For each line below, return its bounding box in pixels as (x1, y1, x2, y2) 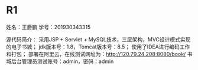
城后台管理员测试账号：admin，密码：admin (6, 58, 114, 65)
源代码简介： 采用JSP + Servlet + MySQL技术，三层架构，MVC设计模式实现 (6, 36, 191, 43)
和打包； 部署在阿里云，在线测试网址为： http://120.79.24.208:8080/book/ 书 (6, 50, 193, 57)
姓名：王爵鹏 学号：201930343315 (6, 23, 91, 30)
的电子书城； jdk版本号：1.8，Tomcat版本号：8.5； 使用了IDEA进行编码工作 (6, 43, 190, 50)
